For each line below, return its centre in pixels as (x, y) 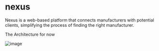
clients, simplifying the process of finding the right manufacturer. (70, 25)
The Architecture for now (30, 34)
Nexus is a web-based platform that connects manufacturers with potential (80, 20)
